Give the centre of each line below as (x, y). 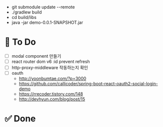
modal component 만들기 (36, 56)
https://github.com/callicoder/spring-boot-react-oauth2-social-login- (88, 84)
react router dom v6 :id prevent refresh (51, 62)
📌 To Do (20, 42)
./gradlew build (27, 12)
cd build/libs (24, 17)
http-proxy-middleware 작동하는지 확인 (50, 68)
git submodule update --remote (43, 7)
